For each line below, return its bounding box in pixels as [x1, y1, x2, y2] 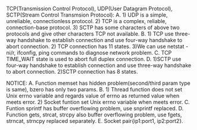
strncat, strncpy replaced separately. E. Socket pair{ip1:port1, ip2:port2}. [6, 118, 183, 124]
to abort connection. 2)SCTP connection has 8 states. [6, 68, 138, 75]
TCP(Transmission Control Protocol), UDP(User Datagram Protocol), [6, 5, 173, 12]
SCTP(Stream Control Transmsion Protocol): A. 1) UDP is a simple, [6, 11, 168, 18]
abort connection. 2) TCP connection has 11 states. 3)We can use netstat [6, 43, 185, 50]
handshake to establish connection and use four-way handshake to [17, 37, 183, 43]
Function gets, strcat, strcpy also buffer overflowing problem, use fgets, [6, 111, 182, 118]
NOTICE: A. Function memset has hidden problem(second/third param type [6, 80, 190, 87]
